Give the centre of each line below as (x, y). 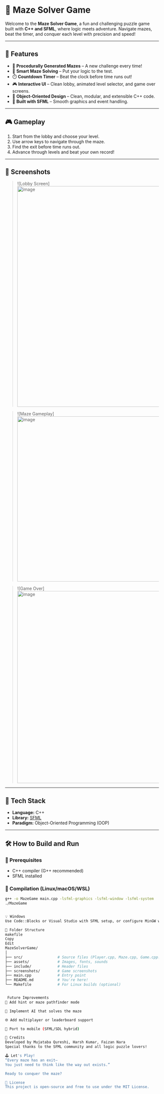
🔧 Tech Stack (25, 801)
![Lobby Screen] (33, 184)
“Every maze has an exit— (31, 1060)
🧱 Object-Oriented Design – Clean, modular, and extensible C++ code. (83, 96)
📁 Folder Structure (25, 930)
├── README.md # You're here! (47, 980)
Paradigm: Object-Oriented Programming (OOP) (61, 823)
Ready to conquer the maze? (34, 1073)
